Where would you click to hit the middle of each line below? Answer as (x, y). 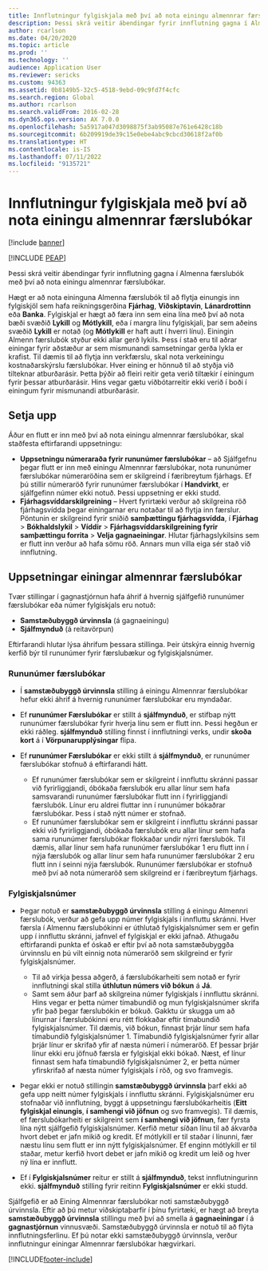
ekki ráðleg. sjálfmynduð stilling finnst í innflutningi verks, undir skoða (136, 732)
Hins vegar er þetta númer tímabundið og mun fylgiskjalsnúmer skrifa (146, 1003)
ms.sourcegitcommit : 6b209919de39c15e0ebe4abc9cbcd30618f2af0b (116, 134)
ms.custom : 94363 (37, 82)
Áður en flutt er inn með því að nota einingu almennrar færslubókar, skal (126, 435)
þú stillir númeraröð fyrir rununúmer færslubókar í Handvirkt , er (124, 484)
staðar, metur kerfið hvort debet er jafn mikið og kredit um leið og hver (135, 1154)
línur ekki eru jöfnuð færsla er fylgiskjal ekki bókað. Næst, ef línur (139, 1053)
